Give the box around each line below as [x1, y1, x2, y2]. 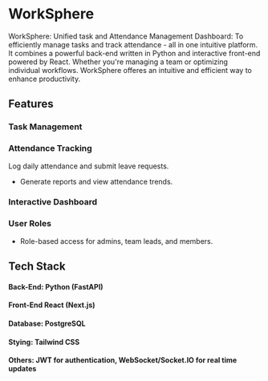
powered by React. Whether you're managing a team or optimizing [8, 57, 229, 67]
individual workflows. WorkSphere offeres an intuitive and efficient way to [8, 65, 253, 75]
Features [8, 97, 54, 111]
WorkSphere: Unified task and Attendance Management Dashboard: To [8, 31, 244, 41]
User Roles [8, 218, 52, 229]
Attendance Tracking [8, 143, 92, 154]
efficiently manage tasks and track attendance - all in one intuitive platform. [8, 39, 258, 49]
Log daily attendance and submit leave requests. [8, 161, 169, 171]
